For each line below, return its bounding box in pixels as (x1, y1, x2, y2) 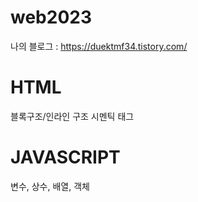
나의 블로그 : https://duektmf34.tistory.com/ (10, 40, 188, 52)
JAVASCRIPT (10, 146, 121, 169)
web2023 (10, 6, 92, 29)
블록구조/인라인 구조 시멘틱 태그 (10, 110, 135, 122)
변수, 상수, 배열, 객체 (10, 180, 90, 192)
